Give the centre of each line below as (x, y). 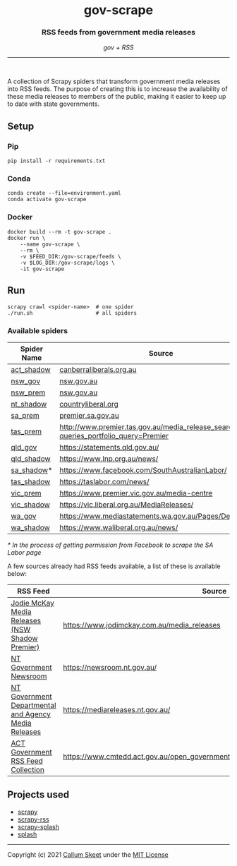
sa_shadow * (32, 470)
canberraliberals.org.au (98, 369)
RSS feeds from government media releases (119, 32)
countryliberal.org (89, 404)
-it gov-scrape (42, 269)
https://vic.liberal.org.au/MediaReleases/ (127, 505)
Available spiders (38, 330)
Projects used (38, 795)
